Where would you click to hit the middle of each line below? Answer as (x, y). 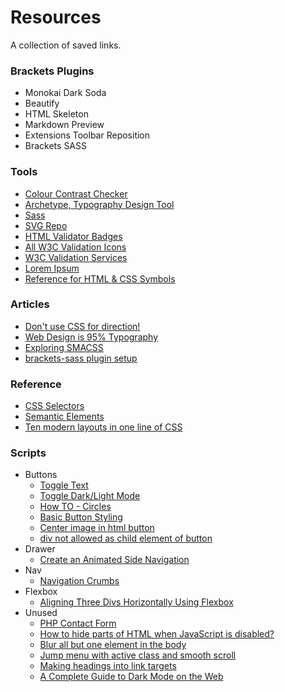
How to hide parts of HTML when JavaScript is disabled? (157, 634)
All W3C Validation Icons (75, 247)
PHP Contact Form (78, 623)
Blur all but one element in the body (113, 645)
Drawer (40, 549)
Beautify (42, 103)
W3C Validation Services (76, 257)
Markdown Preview (64, 125)
